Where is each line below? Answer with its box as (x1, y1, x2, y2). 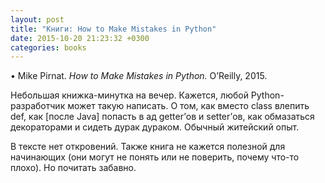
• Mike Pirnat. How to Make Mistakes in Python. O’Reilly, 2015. (10, 70, 268, 82)
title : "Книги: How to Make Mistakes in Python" (10, 24, 217, 34)
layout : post (10, 14, 65, 25)
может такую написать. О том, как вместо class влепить (67, 100, 310, 112)
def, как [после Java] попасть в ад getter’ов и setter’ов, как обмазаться (10, 111, 315, 123)
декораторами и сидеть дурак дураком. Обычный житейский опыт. (10, 121, 300, 133)
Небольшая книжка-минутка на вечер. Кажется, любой (10, 89, 249, 101)
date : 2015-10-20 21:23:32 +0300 (10, 33, 150, 43)
